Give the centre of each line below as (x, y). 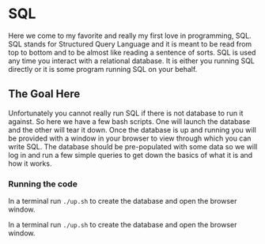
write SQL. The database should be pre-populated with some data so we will (133, 146)
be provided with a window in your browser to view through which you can (130, 138)
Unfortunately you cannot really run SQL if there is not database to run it (126, 113)
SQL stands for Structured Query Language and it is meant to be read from (130, 43)
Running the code (43, 184)
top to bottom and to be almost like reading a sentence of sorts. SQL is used (132, 52)
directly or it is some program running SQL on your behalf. (103, 69)
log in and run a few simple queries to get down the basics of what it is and (131, 155)
